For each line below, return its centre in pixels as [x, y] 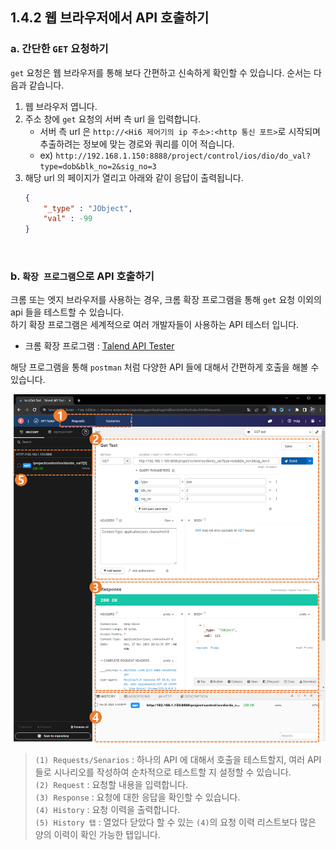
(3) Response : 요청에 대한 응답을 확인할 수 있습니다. [137, 797]
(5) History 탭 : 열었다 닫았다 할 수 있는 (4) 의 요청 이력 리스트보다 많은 [175, 822]
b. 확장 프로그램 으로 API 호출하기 [82, 276]
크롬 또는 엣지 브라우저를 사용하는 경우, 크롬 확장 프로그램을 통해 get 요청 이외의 [166, 300]
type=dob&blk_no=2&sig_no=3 [98, 166]
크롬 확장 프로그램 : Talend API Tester [99, 346]
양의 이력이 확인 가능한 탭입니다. [97, 834]
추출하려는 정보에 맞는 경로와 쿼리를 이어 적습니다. [137, 144]
